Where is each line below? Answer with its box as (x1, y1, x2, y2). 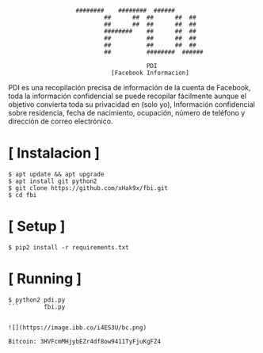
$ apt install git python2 (8, 177, 97, 185)
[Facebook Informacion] (110, 69, 190, 77)
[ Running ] (8, 270, 82, 288)
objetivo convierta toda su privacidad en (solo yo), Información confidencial (8, 100, 255, 109)
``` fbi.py (8, 302, 66, 311)
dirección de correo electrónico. (8, 116, 113, 126)
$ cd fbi (8, 191, 37, 199)
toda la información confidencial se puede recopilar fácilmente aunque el (8, 91, 247, 101)
